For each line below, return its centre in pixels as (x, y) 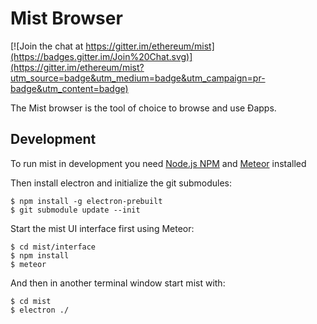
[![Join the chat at (47, 46)
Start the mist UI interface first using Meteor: (102, 228)
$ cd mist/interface (53, 247)
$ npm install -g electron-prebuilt (86, 201)
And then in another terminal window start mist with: (118, 283)
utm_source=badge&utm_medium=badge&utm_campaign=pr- (138, 78)
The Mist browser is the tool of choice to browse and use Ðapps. (143, 108)
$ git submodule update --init (75, 210)
